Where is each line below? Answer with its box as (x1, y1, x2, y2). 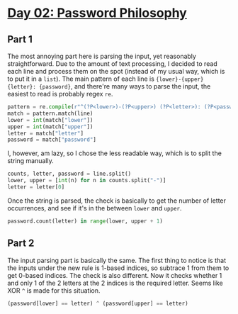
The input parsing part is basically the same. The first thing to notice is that (7, 256, 227, 264)
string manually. (7, 157, 55, 165)
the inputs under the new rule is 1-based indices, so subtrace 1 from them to (7, 264, 229, 272)
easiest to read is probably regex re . (7, 90, 113, 98)
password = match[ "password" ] (7, 136, 97, 143)
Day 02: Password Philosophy (7, 5, 188, 21)
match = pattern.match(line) (7, 110, 93, 117)
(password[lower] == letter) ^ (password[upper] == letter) (7, 300, 189, 307)
